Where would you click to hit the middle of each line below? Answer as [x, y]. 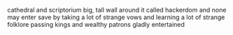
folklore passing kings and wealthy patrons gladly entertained [96, 24]
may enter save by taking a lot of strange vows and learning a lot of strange [116, 17]
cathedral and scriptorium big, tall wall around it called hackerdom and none [117, 10]
